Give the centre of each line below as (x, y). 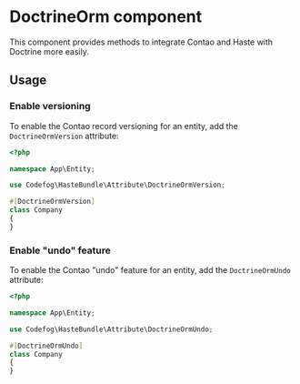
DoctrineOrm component (106, 17)
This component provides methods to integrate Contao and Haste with (141, 42)
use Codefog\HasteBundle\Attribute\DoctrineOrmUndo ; (111, 329)
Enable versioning (50, 106)
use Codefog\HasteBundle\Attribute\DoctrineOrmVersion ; (117, 185)
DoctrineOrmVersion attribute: (65, 136)
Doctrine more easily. (49, 51)
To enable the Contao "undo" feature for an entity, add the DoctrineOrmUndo (150, 270)
